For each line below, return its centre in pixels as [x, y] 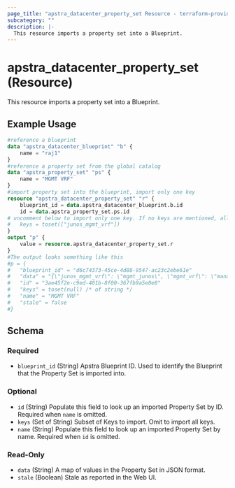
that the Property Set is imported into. [72, 373]
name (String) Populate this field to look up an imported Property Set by [119, 429]
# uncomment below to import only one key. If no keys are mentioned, [112, 218]
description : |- [31, 27]
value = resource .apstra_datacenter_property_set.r [97, 244]
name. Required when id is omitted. [69, 436]
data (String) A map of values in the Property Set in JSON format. [111, 470]
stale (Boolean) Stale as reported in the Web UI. [87, 477]
